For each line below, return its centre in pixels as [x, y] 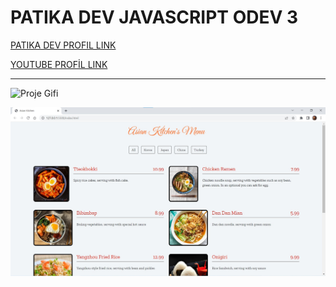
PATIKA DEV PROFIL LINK [63, 45]
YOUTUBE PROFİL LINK [59, 64]
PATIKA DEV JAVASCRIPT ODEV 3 [154, 17]
